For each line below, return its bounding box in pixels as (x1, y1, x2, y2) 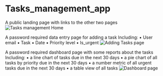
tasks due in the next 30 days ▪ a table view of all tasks (5, 65, 118, 71)
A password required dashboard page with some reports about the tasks (5, 49, 154, 55)
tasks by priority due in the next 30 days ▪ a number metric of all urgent (5, 60, 152, 66)
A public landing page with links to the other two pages (5, 19, 118, 25)
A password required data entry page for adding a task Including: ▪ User (5, 34, 153, 40)
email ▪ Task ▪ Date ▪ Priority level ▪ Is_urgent (5, 39, 99, 45)
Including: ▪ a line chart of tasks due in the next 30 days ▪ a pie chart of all (5, 54, 158, 60)
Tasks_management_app (5, 3, 110, 14)
